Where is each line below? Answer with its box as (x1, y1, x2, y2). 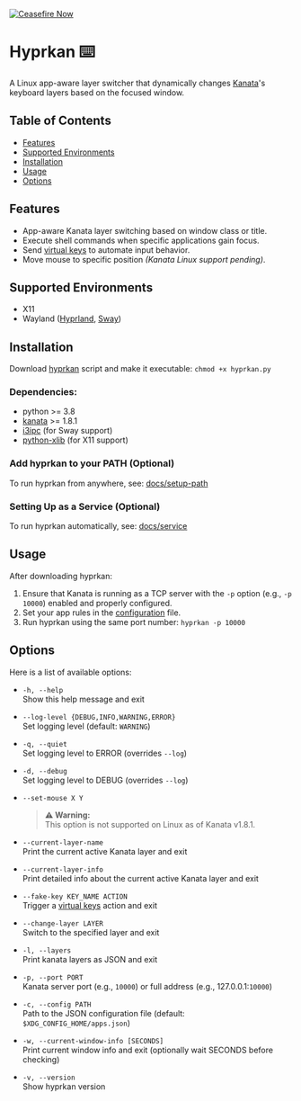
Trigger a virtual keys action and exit (22, 900, 157, 910)
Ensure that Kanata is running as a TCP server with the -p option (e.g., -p (22, 587, 292, 598)
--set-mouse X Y (22, 793, 84, 802)
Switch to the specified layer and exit (22, 926, 160, 937)
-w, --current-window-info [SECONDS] (22, 1036, 164, 1045)
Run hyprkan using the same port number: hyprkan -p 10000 (22, 616, 245, 627)
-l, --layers (22, 945, 72, 955)
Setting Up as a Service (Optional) (9, 500, 161, 513)
